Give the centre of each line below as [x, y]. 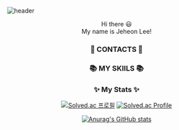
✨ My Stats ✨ [117, 89]
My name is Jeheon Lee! [117, 31]
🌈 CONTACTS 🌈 [117, 49]
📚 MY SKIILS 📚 [117, 68]
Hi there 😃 [117, 24]
